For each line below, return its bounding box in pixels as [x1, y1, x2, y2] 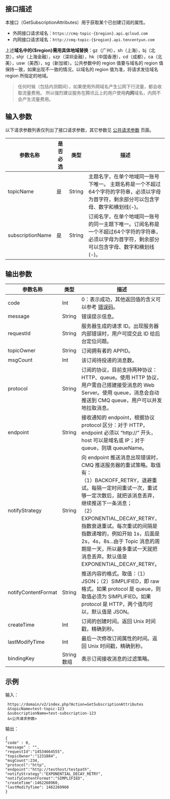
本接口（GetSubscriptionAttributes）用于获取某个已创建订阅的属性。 [5, 19, 148, 25]
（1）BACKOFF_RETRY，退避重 [81, 477, 157, 484]
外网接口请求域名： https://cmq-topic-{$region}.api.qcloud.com [12, 30, 148, 36]
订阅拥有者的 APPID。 [81, 347, 134, 355]
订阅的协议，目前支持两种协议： [81, 366, 158, 373]
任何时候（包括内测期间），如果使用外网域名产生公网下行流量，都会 [17, 83, 158, 89]
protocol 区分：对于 [81, 422, 128, 429]
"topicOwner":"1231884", [5, 754, 58, 759]
